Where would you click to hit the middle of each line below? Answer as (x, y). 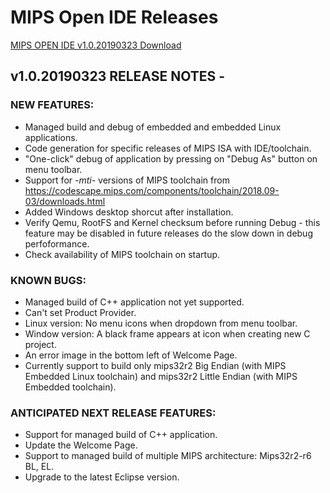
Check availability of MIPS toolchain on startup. (122, 254)
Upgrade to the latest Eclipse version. (102, 477)
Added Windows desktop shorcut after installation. (129, 212)
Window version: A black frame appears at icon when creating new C (167, 333)
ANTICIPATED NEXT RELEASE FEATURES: (113, 413)
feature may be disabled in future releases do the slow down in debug (168, 233)
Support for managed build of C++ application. (121, 435)
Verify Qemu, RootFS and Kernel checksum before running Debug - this (172, 222)
